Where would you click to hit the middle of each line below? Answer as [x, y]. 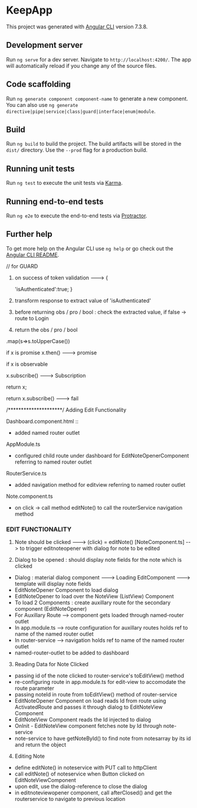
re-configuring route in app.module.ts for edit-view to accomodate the [100, 682]
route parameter [35, 688]
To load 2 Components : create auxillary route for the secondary [93, 602]
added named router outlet [47, 432]
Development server [45, 45]
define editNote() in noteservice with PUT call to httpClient [86, 768]
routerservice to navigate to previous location [70, 799]
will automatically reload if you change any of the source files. [81, 66]
